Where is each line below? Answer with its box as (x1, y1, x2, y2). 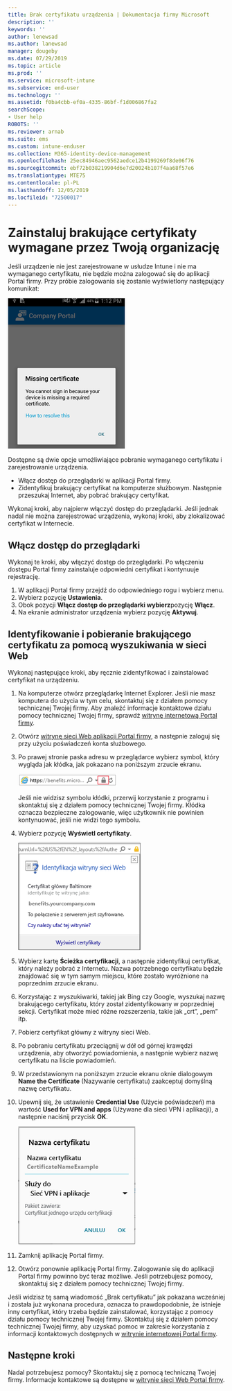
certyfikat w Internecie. (8, 519, 75, 528)
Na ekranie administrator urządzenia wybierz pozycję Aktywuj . (17, 608, 199, 616)
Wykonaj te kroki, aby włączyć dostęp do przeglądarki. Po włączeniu (8, 558, 204, 567)
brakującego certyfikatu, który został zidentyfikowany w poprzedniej (17, 1000, 215, 1008)
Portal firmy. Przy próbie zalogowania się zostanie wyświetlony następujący (8, 277, 224, 286)
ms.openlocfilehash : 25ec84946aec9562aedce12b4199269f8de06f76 (8, 157, 195, 164)
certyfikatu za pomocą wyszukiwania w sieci (8, 639, 207, 651)
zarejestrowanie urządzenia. (8, 463, 89, 472)
